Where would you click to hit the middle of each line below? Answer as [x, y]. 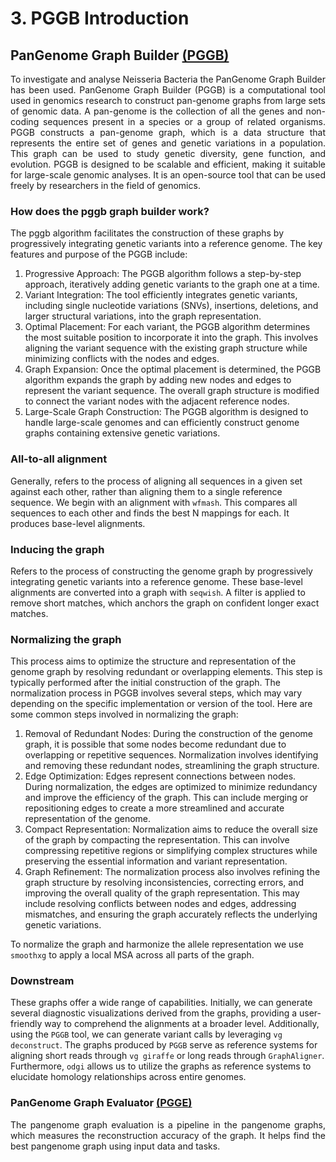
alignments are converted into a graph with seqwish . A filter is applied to [158, 592]
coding [25, 121]
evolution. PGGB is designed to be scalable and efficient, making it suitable [168, 164]
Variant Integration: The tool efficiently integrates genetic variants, [161, 295]
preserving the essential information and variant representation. [156, 861]
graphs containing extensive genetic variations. [122, 433]
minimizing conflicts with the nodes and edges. [122, 359]
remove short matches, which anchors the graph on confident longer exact [165, 603]
